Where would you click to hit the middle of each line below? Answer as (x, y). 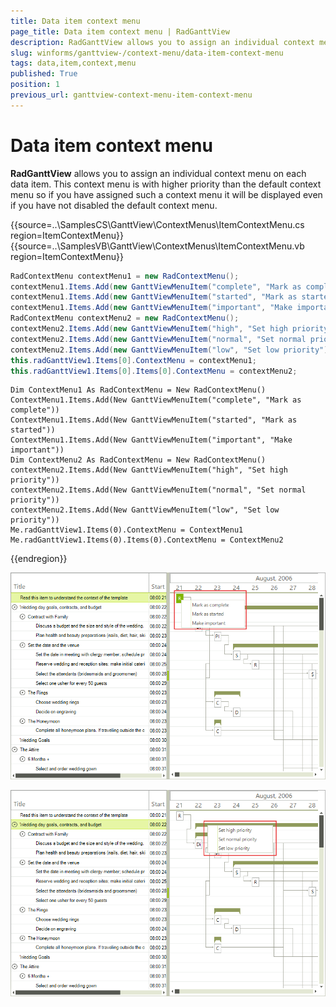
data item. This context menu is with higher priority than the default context (166, 184)
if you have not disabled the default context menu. (114, 205)
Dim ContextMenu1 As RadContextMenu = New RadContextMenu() (138, 390)
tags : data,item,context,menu (73, 63)
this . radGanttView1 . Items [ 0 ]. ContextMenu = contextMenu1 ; (133, 360)
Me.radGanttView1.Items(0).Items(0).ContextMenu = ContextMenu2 (147, 540)
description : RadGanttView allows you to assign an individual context (162, 42)
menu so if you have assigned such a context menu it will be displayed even (166, 194)
